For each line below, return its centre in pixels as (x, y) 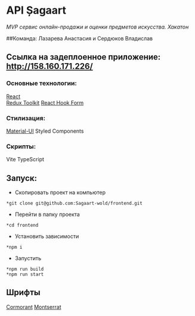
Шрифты (23, 292)
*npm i (14, 248)
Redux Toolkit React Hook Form (45, 102)
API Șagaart (36, 10)
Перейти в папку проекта (47, 214)
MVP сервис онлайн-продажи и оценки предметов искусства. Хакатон (97, 27)
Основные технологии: (42, 83)
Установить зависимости (47, 236)
